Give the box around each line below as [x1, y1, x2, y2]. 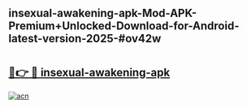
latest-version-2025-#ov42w [8, 32, 162, 45]
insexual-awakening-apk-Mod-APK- [8, 6, 197, 20]
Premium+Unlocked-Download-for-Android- [8, 19, 240, 33]
